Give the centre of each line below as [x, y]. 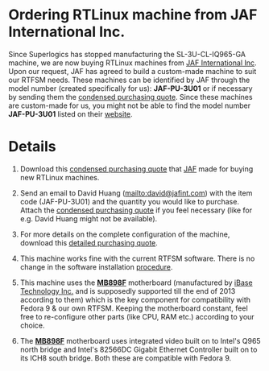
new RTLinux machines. [60, 177]
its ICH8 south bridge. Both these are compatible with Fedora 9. [126, 358]
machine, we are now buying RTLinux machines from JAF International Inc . [132, 63]
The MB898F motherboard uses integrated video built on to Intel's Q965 [140, 340]
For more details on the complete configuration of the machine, [125, 234]
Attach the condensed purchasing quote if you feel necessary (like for [136, 210]
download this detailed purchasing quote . [89, 242]
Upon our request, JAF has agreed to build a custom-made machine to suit [132, 71]
